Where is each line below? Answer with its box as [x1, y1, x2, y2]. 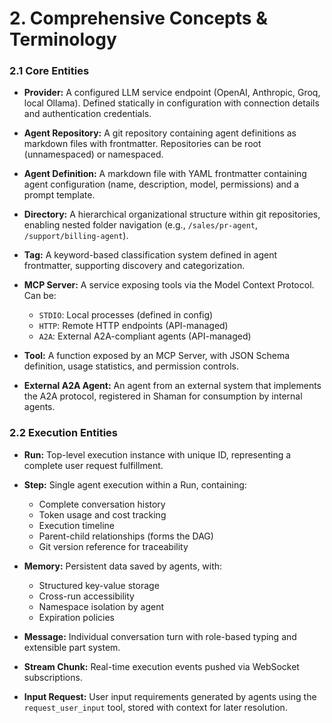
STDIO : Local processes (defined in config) [38, 309, 214, 321]
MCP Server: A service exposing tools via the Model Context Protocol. [23, 279, 315, 291]
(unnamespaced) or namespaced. [23, 148, 164, 161]
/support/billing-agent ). [23, 230, 129, 242]
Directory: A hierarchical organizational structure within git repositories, [23, 208, 321, 221]
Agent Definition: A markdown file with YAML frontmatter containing [23, 168, 307, 180]
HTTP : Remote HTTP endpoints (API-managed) [38, 320, 229, 332]
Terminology [9, 28, 117, 51]
